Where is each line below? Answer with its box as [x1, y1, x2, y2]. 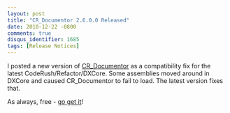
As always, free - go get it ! [7, 98, 84, 105]
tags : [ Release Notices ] [7, 43, 80, 50]
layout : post [7, 10, 45, 17]
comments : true [7, 29, 52, 37]
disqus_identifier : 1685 [7, 36, 80, 43]
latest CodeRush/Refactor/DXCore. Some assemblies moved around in [7, 69, 210, 77]
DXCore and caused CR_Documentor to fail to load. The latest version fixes [7, 77, 224, 84]
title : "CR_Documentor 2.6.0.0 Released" [7, 17, 130, 24]
